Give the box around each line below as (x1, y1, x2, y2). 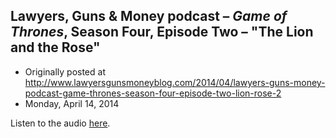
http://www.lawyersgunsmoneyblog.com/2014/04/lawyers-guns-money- (24, 76, 326, 88)
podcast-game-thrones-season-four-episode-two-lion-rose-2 (24, 87, 282, 99)
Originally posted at (24, 65, 106, 78)
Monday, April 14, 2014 (24, 97, 120, 109)
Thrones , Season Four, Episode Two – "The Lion (10, 24, 314, 41)
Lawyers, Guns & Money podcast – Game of (10, 8, 288, 25)
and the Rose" (10, 39, 101, 56)
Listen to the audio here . (10, 117, 111, 129)
